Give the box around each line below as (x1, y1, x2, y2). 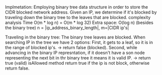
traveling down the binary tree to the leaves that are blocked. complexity (5, 15, 151, 20)
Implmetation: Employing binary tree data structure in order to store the (5, 4, 148, 10)
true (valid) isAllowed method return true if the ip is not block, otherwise (5, 60, 150, 66)
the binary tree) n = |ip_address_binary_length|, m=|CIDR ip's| (5, 25, 129, 31)
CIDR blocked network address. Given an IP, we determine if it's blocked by (5, 9, 157, 15)
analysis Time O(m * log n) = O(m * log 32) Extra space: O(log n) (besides (5, 19, 154, 25)
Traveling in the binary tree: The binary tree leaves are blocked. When (5, 34, 145, 40)
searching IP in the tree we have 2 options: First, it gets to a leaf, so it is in (5, 39, 153, 45)
